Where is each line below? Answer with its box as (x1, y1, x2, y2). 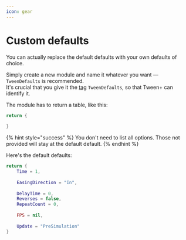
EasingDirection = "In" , (16, 179, 77, 185)
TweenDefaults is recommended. (6, 77, 84, 84)
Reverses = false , (16, 196, 62, 202)
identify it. (6, 89, 31, 97)
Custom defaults (6, 34, 89, 47)
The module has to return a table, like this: (6, 101, 108, 108)
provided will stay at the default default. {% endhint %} (6, 141, 139, 148)
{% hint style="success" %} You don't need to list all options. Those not (6, 134, 180, 141)
